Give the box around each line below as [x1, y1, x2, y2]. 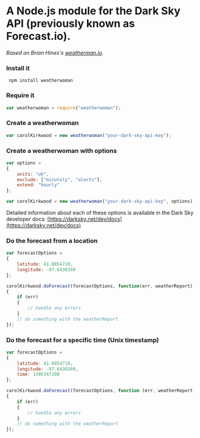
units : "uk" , [17, 171, 49, 177]
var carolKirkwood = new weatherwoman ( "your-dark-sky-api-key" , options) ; [6, 198, 196, 205]
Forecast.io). [6, 30, 71, 43]
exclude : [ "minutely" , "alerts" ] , [17, 177, 102, 183]
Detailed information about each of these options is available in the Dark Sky [6, 209, 194, 216]
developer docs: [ [6, 215, 49, 223]
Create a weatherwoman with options [6, 146, 117, 155]
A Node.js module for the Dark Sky [6, 4, 180, 18]
